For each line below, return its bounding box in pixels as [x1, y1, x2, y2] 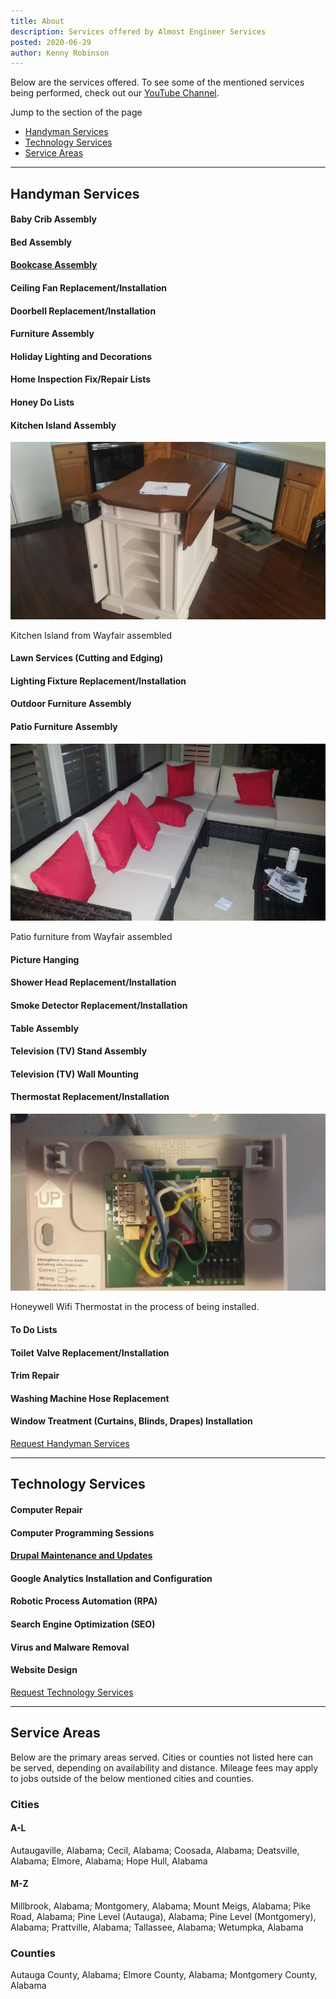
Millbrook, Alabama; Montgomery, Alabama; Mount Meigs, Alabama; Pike [10, 1900, 312, 1912]
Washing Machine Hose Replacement [10, 1392, 170, 1404]
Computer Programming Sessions [10, 1526, 155, 1539]
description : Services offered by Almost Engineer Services [10, 26, 267, 37]
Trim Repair [10, 1370, 60, 1382]
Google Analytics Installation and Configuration [10, 1572, 213, 1584]
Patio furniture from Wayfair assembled [10, 931, 173, 943]
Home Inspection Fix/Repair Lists [10, 373, 152, 385]
